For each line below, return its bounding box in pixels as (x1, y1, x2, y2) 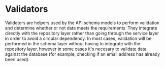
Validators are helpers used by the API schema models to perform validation (5, 20, 160, 26)
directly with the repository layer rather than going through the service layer (5, 30, 159, 36)
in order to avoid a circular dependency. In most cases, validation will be (5, 35, 152, 41)
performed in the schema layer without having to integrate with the (5, 40, 141, 46)
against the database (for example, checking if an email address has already (5, 51, 160, 57)
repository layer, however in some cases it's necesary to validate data (5, 46, 147, 52)
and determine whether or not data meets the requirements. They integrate (5, 25, 158, 31)
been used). (5, 56, 30, 62)
